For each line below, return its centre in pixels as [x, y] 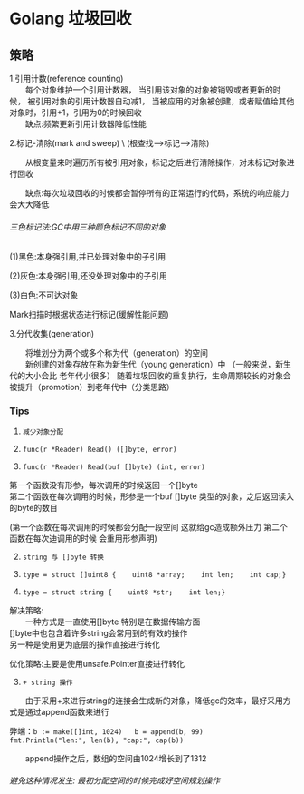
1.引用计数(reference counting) [66, 78]
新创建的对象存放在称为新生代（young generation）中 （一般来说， [151, 365]
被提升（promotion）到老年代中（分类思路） [92, 387]
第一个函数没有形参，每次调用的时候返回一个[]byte [104, 485]
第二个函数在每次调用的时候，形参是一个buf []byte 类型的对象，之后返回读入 [152, 496]
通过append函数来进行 [67, 711]
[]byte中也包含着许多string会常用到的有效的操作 [99, 632]
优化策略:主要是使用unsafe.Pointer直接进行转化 [97, 663]
